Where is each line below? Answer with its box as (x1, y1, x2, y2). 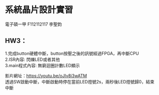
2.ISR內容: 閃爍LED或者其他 (5, 56, 60, 62)
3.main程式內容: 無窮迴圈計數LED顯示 (5, 62, 80, 68)
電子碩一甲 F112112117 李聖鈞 (5, 21, 62, 27)
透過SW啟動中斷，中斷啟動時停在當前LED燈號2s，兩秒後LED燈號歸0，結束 (5, 79, 155, 84)
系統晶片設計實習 (5, 4, 74, 15)
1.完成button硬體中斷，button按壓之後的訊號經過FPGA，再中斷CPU (5, 50, 139, 56)
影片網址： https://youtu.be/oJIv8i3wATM (5, 73, 87, 79)
